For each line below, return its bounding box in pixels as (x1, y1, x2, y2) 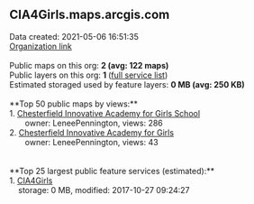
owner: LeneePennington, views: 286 (24, 117, 164, 128)
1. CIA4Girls (9, 175, 53, 186)
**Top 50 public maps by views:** (9, 98, 138, 109)
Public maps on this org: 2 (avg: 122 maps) (9, 60, 169, 70)
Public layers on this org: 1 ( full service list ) (9, 70, 168, 80)
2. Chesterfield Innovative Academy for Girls (9, 126, 174, 138)
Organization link (9, 41, 72, 51)
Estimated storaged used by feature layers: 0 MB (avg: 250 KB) (9, 79, 245, 89)
